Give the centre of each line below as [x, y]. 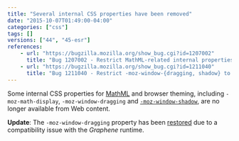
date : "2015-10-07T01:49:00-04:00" [60, 21]
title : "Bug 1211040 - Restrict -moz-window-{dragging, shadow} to [128, 73]
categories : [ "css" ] [38, 27]
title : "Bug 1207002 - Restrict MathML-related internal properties [130, 60]
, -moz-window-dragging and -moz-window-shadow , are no [139, 101]
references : [25, 47]
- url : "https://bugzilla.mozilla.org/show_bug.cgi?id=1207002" [117, 54]
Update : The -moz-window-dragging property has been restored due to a [113, 122]
